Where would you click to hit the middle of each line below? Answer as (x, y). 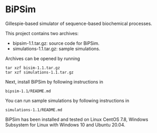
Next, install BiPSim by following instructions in (54, 82)
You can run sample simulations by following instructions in (67, 100)
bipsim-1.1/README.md (28, 91)
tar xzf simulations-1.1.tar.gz (39, 72)
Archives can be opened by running (43, 58)
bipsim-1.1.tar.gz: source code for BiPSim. (56, 43)
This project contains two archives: (42, 33)
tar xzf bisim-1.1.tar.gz (33, 68)
